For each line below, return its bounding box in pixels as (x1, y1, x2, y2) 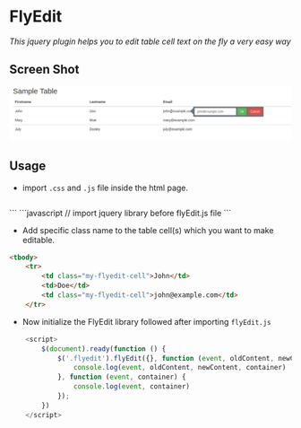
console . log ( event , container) (73, 382, 191, 391)
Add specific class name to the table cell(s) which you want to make (21, 224, 274, 235)
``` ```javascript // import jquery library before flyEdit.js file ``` (9, 207, 232, 218)
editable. (21, 234, 56, 245)
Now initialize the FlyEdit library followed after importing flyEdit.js (21, 316, 271, 327)
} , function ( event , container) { (56, 372, 186, 382)
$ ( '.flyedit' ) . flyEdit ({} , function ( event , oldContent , (56, 354, 275, 362)
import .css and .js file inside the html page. (21, 182, 189, 193)
